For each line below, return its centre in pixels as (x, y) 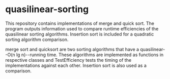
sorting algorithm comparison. (37, 39)
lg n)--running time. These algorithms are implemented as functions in (90, 55)
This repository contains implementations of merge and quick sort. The (80, 23)
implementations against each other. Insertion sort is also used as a (76, 65)
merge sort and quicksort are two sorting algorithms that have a (72, 49)
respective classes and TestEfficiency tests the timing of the (68, 60)
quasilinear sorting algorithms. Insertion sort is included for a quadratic (80, 34)
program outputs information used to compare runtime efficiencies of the (82, 28)
